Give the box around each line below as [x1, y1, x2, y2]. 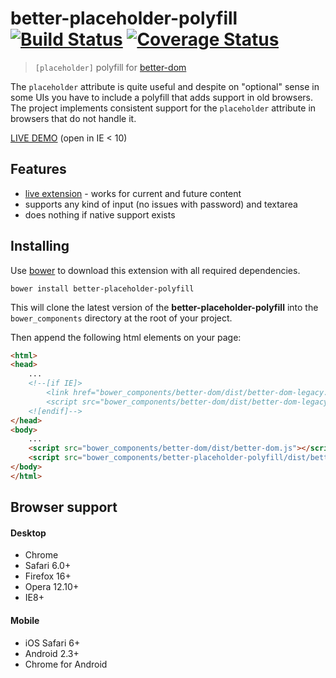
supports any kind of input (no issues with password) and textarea [24, 198, 298, 210]
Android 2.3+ [24, 647, 80, 659]
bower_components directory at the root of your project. [10, 312, 233, 324]
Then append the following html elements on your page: [10, 331, 242, 343]
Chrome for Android [24, 658, 108, 670]
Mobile [10, 615, 40, 626]
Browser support [10, 499, 118, 516]
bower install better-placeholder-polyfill [10, 283, 195, 294]
